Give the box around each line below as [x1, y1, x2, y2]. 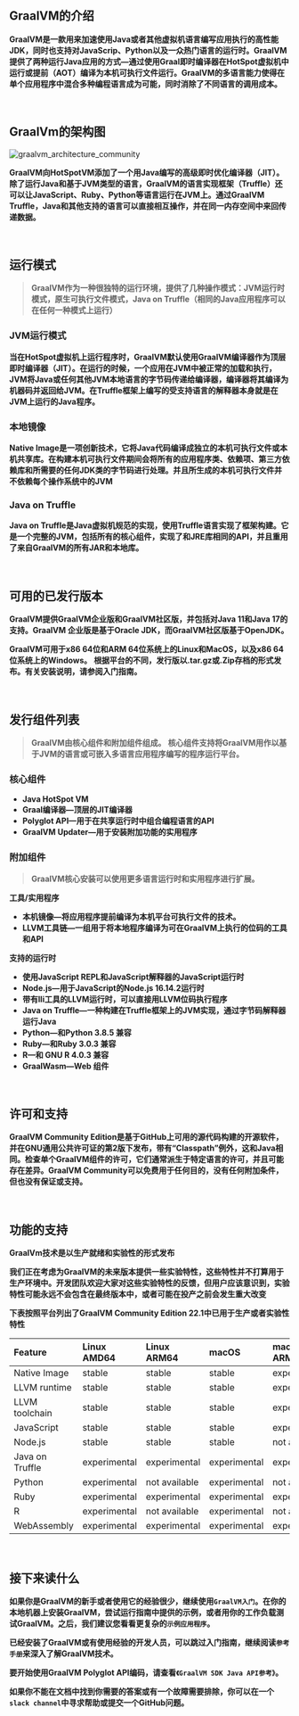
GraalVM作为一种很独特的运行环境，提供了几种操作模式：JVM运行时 [30, 283, 286, 293]
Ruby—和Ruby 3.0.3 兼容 [21, 1038, 117, 1049]
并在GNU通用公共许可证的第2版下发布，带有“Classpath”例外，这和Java [9, 1143, 276, 1153]
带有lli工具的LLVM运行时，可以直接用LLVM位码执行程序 [21, 994, 228, 1004]
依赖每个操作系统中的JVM [16, 476, 113, 487]
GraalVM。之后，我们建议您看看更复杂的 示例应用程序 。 [16, 1618, 215, 1629]
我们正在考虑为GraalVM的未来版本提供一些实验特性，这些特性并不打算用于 [9, 1266, 285, 1277]
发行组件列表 [9, 712, 80, 727]
